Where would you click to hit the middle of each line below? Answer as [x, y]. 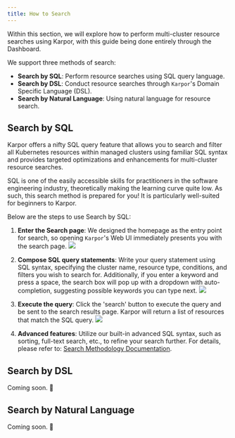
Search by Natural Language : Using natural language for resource [114, 98]
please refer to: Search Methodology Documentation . [95, 349]
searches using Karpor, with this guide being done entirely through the [109, 41]
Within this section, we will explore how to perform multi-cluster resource [114, 34]
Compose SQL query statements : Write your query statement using [116, 260]
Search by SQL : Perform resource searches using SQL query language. [121, 76]
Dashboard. [24, 49]
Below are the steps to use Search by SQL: [69, 217]
